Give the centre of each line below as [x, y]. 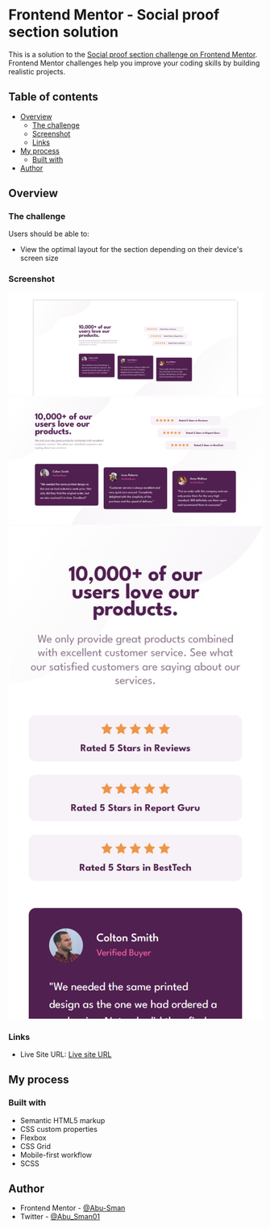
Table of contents [53, 97]
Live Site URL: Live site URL [66, 1054]
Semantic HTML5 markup [62, 1120]
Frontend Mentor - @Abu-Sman [73, 1208]
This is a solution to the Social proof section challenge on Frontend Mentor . [133, 54]
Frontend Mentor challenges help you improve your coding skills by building [134, 63]
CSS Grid [35, 1146]
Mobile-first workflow [56, 1155]
